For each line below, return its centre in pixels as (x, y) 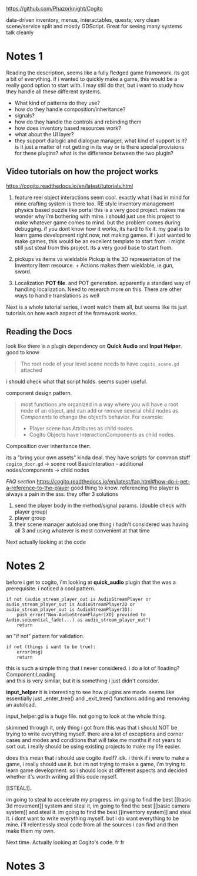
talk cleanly (20, 32)
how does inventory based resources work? (68, 128)
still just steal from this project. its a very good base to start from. (94, 247)
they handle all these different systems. (54, 91)
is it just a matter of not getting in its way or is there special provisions (99, 146)
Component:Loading (31, 674)
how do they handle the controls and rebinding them (78, 122)
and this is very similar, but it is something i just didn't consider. (83, 681)
